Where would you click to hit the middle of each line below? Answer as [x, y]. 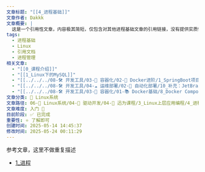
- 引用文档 [24, 52]
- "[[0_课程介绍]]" [35, 69]
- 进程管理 [24, 58]
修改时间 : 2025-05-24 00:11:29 [44, 132]
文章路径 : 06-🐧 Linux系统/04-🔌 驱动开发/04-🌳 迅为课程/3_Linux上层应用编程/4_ [100, 103]
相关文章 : [17, 63]
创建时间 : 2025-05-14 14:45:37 [44, 126]
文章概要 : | [20, 23]
